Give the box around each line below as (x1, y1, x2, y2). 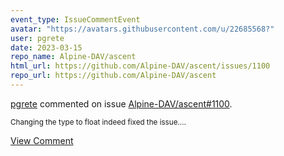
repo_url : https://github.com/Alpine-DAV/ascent (10, 71, 217, 81)
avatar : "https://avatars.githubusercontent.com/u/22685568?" (10, 24, 275, 34)
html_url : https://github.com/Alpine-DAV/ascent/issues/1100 (10, 61, 271, 71)
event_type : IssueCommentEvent (10, 14, 141, 25)
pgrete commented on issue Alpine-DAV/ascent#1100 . (10, 97, 233, 110)
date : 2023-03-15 (10, 42, 83, 53)
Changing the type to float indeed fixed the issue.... (10, 117, 187, 127)
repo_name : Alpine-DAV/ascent (10, 52, 137, 62)
